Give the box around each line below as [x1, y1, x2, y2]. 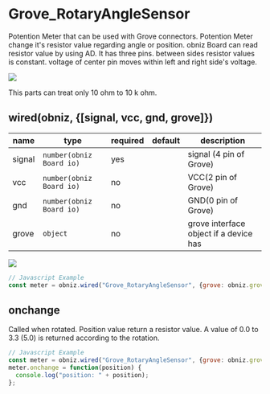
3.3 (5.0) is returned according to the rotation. [8, 333, 160, 343]
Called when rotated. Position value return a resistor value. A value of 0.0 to [8, 325, 259, 334]
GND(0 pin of [187, 195, 239, 206]
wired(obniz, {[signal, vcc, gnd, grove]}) [8, 111, 214, 125]
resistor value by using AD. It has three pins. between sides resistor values [8, 48, 256, 58]
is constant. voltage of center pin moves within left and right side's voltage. [8, 57, 257, 67]
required [111, 134, 145, 146]
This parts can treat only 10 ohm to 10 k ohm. [8, 88, 157, 97]
